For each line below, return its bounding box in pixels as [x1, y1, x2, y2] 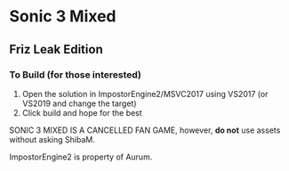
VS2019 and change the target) [21, 98, 137, 109]
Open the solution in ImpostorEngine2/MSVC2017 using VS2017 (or [21, 88, 269, 99]
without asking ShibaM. [9, 134, 95, 144]
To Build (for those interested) [9, 69, 142, 81]
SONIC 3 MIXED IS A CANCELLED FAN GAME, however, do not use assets [9, 125, 281, 135]
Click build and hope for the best [21, 107, 142, 118]
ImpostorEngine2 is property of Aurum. [9, 151, 153, 162]
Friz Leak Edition [9, 42, 104, 57]
